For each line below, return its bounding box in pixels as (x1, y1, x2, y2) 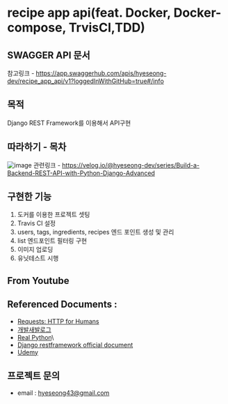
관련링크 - (33, 160, 61, 169)
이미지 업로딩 (17, 246, 54, 254)
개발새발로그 (17, 325, 52, 334)
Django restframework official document (17, 341, 133, 349)
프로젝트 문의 (7, 370, 60, 382)
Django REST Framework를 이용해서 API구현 (7, 119, 131, 127)
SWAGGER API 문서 (7, 49, 90, 61)
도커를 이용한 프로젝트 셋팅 (17, 211, 90, 219)
